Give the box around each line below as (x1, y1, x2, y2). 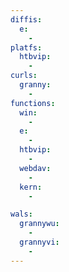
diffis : (10, 14, 43, 25)
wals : (10, 209, 33, 220)
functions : (10, 98, 56, 108)
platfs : (10, 42, 43, 53)
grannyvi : (19, 237, 60, 247)
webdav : (19, 163, 52, 173)
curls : (10, 71, 38, 81)
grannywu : (19, 219, 60, 229)
